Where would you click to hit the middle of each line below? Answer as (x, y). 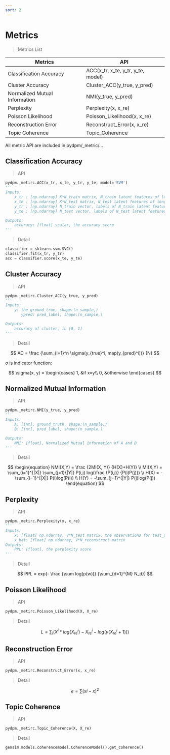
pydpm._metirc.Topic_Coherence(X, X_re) (49, 729)
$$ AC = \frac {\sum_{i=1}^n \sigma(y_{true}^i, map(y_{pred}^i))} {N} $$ (85, 353)
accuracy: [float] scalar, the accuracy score (64, 225)
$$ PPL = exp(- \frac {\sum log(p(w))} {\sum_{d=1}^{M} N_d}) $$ (85, 574)
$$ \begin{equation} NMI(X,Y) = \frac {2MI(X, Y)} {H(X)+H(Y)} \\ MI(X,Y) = (85, 467)
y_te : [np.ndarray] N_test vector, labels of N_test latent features (90, 211)
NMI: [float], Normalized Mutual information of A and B (76, 443)
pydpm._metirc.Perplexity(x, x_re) (43, 521)
